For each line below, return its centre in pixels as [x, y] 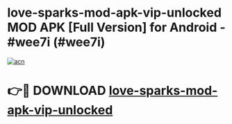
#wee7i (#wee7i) [56, 42]
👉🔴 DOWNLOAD [57, 91]
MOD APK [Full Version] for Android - [116, 27]
